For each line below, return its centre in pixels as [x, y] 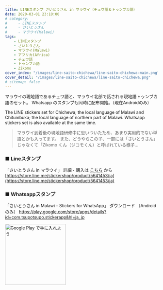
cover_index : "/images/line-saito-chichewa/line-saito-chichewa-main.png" [82, 73]
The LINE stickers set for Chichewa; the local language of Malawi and [74, 112]
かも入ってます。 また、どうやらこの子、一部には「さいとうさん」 [91, 139]
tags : [10, 37]
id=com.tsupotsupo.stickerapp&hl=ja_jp [45, 217]
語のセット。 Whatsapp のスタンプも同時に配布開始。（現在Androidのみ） [78, 102]
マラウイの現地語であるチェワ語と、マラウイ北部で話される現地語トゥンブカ [81, 96]
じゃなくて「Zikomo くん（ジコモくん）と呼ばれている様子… [78, 145]
